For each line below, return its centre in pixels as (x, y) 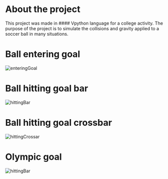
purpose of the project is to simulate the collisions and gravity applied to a (82, 28)
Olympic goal (34, 157)
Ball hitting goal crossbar (59, 123)
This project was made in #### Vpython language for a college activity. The (84, 23)
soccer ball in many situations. (37, 34)
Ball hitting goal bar (47, 88)
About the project (43, 9)
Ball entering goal (43, 54)
